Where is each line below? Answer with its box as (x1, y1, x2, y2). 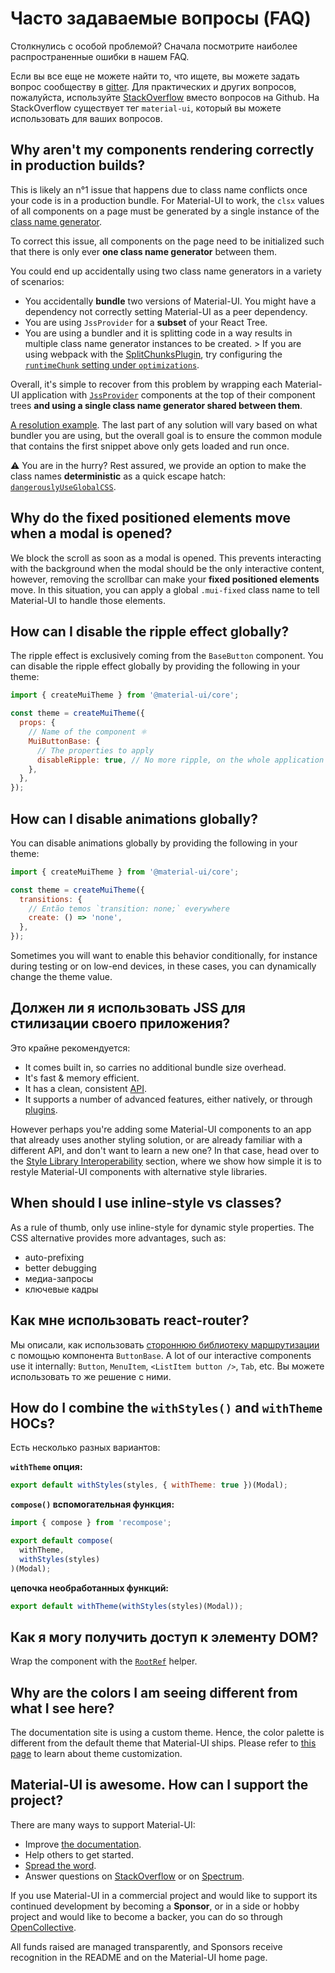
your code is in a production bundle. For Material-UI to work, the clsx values (10, 194, 325, 206)
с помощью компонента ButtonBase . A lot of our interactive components (10, 1349, 312, 1361)
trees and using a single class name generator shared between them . (10, 399, 303, 411)
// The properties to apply (36, 745, 155, 756)
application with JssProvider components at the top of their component (21, 388, 316, 401)
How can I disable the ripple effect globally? (10, 623, 290, 640)
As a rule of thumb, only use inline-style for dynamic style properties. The (10, 1221, 315, 1233)
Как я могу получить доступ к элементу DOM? (10, 1628, 319, 1646)
